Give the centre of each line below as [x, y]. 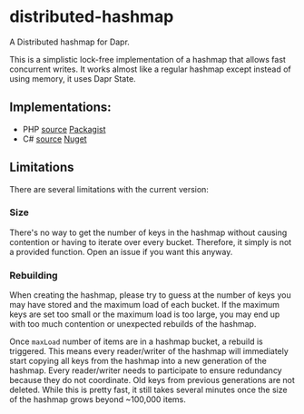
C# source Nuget [55, 139]
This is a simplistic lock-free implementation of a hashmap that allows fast [147, 59]
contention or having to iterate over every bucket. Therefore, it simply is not [151, 241]
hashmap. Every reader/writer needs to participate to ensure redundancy [146, 370]
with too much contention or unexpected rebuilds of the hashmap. [133, 324]
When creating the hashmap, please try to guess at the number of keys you [151, 295]
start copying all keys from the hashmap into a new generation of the [138, 361]
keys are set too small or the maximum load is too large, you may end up [145, 314]
